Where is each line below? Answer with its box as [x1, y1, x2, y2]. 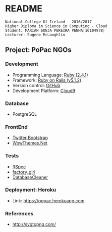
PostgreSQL [12, 111, 37, 117]
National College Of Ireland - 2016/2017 [5, 19, 92, 24]
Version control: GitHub [12, 82, 60, 88]
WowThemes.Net [12, 140, 48, 146]
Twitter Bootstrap [12, 135, 48, 141]
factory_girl [12, 169, 36, 175]
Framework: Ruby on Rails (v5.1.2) [12, 77, 82, 83]
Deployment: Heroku [5, 186, 56, 193]
